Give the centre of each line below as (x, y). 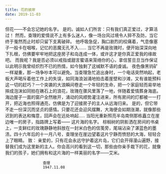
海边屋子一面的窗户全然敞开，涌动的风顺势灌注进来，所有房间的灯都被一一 (81, 97)
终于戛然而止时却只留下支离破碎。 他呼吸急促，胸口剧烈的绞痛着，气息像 (79, 41)
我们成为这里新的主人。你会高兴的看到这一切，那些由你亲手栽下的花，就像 (85, 146)
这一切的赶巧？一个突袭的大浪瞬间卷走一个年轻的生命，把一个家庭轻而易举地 (83, 85)
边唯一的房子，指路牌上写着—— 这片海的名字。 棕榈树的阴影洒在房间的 (78, 122)
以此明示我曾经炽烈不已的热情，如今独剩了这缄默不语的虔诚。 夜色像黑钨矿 (82, 66)
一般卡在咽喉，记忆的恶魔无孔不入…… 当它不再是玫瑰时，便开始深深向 (81, 47)
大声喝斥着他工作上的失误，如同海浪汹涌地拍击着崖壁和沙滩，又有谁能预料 (85, 78)
